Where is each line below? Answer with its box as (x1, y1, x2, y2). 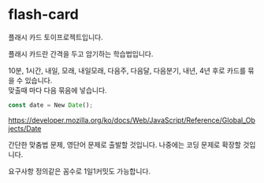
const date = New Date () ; (8, 101, 93, 109)
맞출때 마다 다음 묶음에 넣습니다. (8, 85, 108, 95)
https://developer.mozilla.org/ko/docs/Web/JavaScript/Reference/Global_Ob (8, 115, 256, 125)
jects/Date (8, 123, 42, 133)
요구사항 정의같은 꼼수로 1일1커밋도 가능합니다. (8, 167, 151, 176)
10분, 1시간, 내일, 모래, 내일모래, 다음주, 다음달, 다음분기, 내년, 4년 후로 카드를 (8, 65, 247, 75)
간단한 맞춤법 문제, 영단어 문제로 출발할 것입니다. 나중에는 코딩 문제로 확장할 (8, 140, 242, 149)
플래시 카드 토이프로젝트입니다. (8, 32, 104, 42)
